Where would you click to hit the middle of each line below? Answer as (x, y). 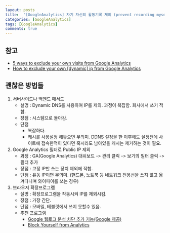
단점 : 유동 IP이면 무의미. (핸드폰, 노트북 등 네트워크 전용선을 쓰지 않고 (89, 175)
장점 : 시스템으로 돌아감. (44, 118)
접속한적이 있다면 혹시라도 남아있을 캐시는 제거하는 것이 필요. (101, 143)
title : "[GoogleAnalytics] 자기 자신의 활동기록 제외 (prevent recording (80, 15)
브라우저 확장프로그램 (34, 187)
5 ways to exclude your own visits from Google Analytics (72, 63)
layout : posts (20, 10)
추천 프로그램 (33, 213)
